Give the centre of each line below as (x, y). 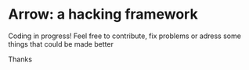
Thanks (20, 59)
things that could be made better (61, 44)
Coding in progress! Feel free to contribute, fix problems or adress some (125, 36)
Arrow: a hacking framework (103, 14)
